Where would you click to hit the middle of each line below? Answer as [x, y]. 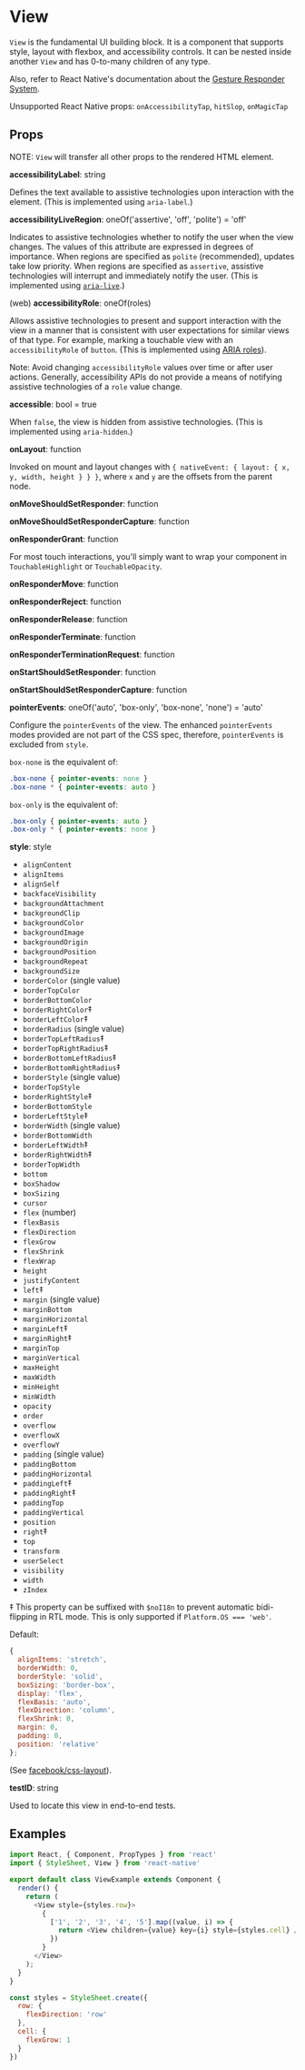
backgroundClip [51, 914]
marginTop [41, 1348]
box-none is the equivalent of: [64, 762]
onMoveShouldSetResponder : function [84, 503]
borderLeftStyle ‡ [55, 1116]
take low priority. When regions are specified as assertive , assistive [137, 266]
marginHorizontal [55, 1320]
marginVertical [51, 1358]
